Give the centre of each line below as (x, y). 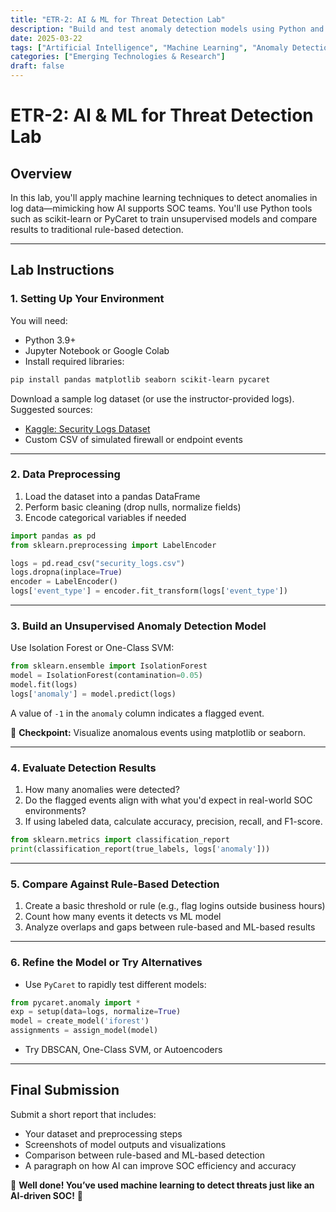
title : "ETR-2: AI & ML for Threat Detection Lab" (118, 19)
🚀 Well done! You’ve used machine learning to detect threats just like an (162, 1185)
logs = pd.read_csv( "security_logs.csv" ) (98, 563)
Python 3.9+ (50, 340)
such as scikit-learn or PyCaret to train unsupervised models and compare (164, 219)
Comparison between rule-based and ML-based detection (145, 1155)
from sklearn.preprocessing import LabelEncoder (113, 545)
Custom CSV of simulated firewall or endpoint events (133, 439)
